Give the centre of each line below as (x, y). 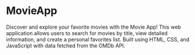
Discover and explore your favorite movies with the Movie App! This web (94, 27)
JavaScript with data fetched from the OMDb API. (66, 46)
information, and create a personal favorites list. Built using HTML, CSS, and (98, 39)
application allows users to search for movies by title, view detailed (87, 33)
